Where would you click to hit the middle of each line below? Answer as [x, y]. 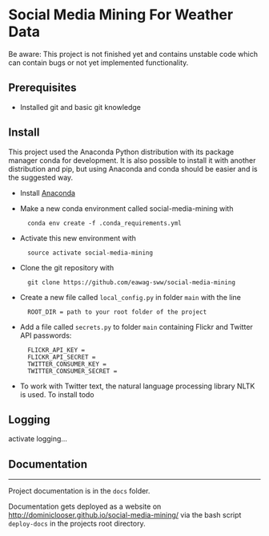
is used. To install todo [57, 394]
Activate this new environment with [78, 238]
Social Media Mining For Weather [121, 15]
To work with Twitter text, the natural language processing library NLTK [137, 386]
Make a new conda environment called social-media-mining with [126, 208]
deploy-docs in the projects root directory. [77, 524]
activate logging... [38, 439]
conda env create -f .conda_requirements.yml [104, 223]
